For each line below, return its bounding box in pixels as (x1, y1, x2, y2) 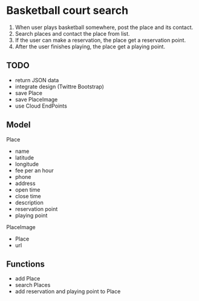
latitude (15, 154, 34, 161)
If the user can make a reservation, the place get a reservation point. (15, 36, 186, 44)
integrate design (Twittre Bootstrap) (15, 83, 105, 90)
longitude (15, 160, 39, 167)
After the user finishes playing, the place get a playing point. (15, 43, 165, 50)
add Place (15, 275, 41, 282)
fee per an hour (15, 167, 54, 174)
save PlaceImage (15, 95, 58, 103)
